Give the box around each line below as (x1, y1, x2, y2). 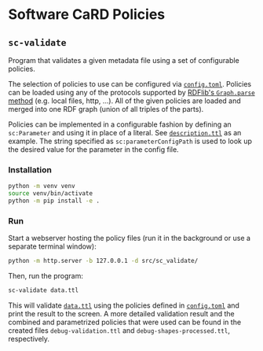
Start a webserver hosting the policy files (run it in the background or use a (8, 234, 251, 243)
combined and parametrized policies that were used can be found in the (8, 317, 242, 327)
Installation (8, 164, 53, 175)
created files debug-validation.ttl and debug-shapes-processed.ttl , (8, 325, 230, 335)
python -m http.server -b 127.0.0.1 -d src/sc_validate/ (8, 257, 199, 265)
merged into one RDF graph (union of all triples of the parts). (8, 105, 204, 113)
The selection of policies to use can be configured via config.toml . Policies (8, 79, 252, 88)
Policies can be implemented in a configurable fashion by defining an (8, 120, 232, 129)
